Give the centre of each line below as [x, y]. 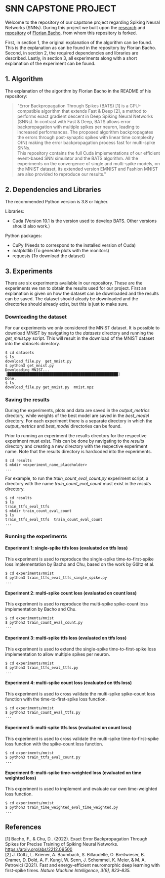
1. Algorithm [24, 79]
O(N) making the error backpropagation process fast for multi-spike [86, 142]
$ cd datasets [20, 352]
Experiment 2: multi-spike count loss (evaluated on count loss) [71, 593]
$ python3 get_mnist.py [30, 366]
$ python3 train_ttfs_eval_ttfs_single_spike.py [56, 578]
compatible [29, 111]
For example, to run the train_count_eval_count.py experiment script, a [77, 478]
